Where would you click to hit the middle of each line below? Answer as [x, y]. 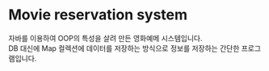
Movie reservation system [98, 15]
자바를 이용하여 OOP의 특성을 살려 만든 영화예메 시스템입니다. [105, 38]
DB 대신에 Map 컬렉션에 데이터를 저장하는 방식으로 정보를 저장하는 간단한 [124, 48]
